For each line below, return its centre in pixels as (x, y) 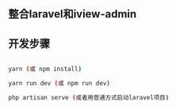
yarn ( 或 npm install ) (45, 70)
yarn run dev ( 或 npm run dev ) (59, 84)
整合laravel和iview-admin (73, 14)
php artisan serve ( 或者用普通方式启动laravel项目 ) (89, 97)
